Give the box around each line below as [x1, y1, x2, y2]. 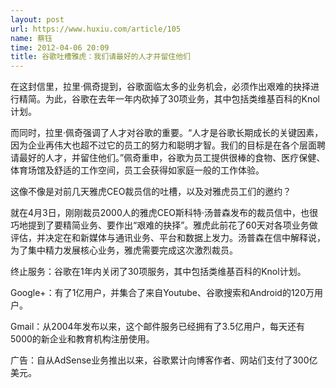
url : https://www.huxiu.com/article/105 [10, 24, 182, 34]
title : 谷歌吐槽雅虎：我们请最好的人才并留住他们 [10, 52, 191, 62]
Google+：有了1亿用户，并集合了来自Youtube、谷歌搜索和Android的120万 [10, 287, 315, 299]
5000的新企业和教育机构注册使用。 [10, 333, 155, 345]
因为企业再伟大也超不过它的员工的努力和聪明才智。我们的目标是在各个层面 [10, 139, 317, 151]
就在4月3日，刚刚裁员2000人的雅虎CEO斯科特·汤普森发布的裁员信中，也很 [10, 207, 319, 219]
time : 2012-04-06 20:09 [10, 42, 110, 53]
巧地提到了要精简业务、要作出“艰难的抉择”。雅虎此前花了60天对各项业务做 [10, 219, 318, 231]
